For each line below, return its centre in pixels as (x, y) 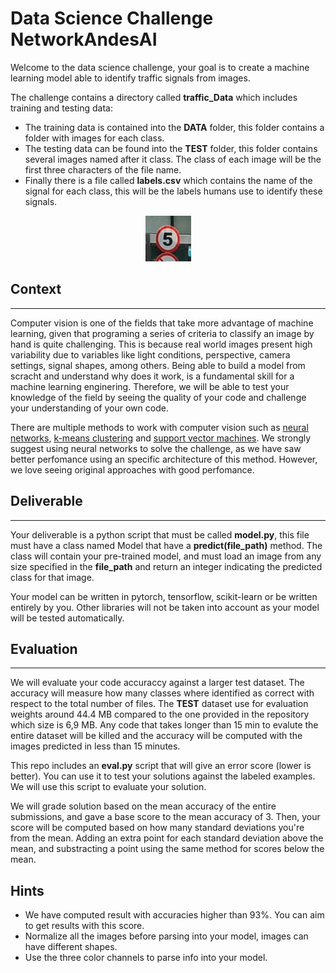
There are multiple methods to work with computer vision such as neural (159, 427)
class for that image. (52, 577)
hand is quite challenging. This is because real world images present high (161, 344)
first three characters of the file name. (103, 169)
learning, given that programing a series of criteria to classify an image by (162, 333)
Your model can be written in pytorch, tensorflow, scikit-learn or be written (164, 596)
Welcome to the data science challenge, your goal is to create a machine (160, 67)
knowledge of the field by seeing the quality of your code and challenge (158, 397)
